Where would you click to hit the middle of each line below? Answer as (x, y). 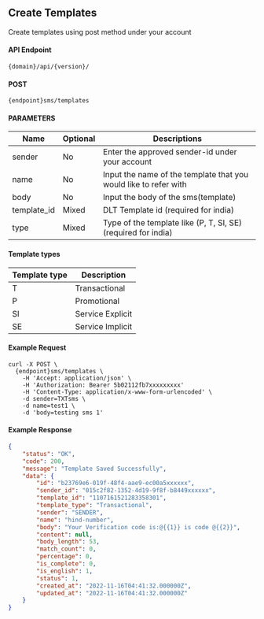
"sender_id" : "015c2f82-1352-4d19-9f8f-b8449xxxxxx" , (126, 491)
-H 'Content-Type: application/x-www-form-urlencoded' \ (117, 392)
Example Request (37, 348)
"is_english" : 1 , (64, 571)
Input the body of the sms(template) (170, 198)
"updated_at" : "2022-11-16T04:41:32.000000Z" (112, 593)
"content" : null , (64, 535)
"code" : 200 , (44, 461)
